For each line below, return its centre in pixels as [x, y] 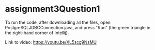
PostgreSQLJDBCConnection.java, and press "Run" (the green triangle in [78, 27]
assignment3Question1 [53, 9]
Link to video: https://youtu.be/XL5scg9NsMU [51, 42]
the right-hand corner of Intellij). [37, 33]
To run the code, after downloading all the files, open [58, 22]
